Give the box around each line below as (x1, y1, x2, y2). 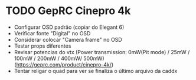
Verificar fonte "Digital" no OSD (14, 29, 91, 36)
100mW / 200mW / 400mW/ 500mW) (14, 55, 104, 62)
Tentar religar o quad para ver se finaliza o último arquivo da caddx (14, 67, 178, 74)
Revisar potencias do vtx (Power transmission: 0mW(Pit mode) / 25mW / (14, 48, 190, 55)
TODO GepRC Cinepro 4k (5, 4, 131, 18)
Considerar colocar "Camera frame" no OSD (14, 36, 122, 43)
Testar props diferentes (14, 42, 71, 49)
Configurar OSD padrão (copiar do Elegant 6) (14, 24, 125, 31)
